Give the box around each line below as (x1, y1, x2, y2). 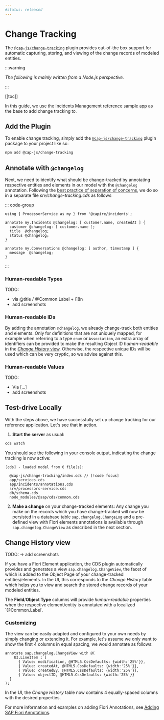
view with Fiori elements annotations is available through (29, 519, 143, 525)
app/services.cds (9, 477, 45, 482)
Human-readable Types (5, 275, 63, 282)
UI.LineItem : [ (14, 655, 47, 660)
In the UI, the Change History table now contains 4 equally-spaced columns (5, 689, 158, 695)
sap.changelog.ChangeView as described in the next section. (12, 524, 132, 530)
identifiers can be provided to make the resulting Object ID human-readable (5, 341, 158, 346)
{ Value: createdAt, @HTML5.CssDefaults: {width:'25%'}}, (18, 663, 139, 668)
